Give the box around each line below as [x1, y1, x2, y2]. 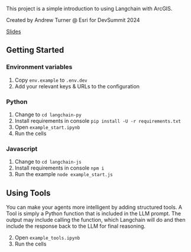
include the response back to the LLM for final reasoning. [6, 222, 146, 230]
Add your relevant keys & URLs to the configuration [14, 82, 140, 90]
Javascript [6, 145, 38, 153]
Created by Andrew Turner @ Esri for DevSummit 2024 [6, 17, 140, 23]
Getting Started [6, 45, 64, 55]
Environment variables [6, 63, 73, 71]
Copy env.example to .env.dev [14, 76, 88, 84]
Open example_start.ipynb [14, 123, 80, 130]
